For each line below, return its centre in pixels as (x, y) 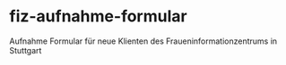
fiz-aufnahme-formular (98, 16)
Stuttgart (26, 50)
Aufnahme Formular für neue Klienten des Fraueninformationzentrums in (143, 41)
